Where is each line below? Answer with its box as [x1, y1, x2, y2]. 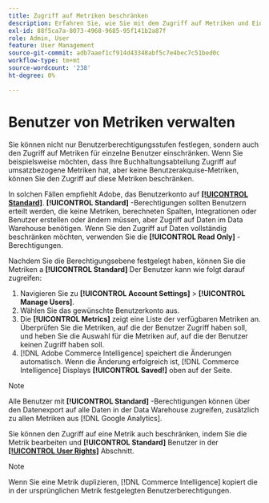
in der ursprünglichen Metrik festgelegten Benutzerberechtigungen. [8, 485, 232, 495]
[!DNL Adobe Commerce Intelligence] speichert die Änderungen [19, 348, 232, 358]
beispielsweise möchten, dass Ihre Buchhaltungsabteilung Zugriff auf [8, 156, 237, 166]
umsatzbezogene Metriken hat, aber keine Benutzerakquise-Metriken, [8, 165, 239, 175]
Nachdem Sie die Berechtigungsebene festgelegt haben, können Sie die [8, 256, 246, 266]
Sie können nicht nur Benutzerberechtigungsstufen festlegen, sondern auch [8, 140, 259, 149]
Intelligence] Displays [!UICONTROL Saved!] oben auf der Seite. [19, 365, 232, 375]
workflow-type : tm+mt [8, 57, 81, 65]
